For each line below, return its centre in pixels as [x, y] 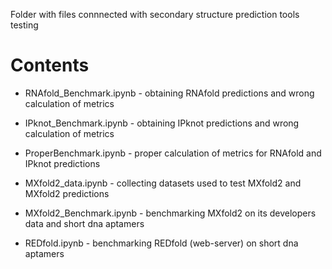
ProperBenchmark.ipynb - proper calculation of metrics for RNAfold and [173, 153]
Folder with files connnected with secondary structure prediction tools [155, 14]
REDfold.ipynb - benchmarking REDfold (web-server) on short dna [161, 243]
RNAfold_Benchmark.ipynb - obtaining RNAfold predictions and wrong [169, 93]
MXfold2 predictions [67, 193]
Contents [50, 65]
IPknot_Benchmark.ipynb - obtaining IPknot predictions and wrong [162, 123]
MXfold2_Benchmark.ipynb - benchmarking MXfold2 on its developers [170, 213]
